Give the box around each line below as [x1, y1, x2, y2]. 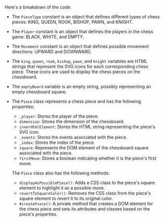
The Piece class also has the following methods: [11, 170, 110, 176]
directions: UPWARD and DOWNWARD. [11, 49, 92, 54]
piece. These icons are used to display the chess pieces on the [11, 69, 140, 75]
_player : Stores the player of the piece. [19, 113, 99, 119]
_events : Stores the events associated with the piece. [19, 134, 128, 140]
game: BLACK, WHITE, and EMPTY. [11, 34, 84, 40]
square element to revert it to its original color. [19, 195, 113, 201]
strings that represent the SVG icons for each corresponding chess [11, 64, 149, 69]
